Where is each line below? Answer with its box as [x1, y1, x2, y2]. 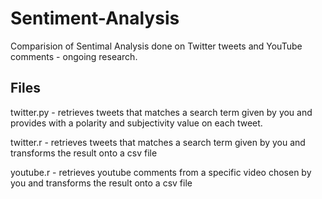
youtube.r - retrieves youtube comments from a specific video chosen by [10, 166, 312, 178]
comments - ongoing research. [10, 50, 138, 62]
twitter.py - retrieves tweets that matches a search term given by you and [10, 106, 313, 118]
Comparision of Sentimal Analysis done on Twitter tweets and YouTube [10, 40, 303, 52]
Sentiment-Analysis [10, 7, 180, 30]
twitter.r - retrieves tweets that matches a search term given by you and [10, 136, 306, 148]
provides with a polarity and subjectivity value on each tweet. [10, 117, 263, 129]
